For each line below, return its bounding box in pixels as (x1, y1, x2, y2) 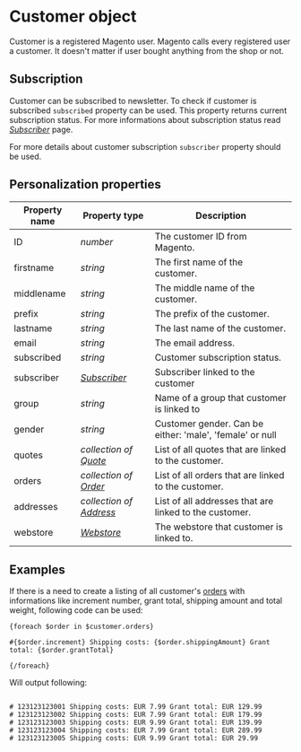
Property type (82, 209, 144, 222)
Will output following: (9, 678, 88, 688)
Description (195, 209, 247, 222)
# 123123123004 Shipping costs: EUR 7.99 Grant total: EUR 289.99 (9, 726, 262, 735)
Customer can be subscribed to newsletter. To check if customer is (9, 95, 257, 106)
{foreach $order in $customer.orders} (9, 622, 154, 632)
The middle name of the (154, 281, 255, 293)
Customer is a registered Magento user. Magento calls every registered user (9, 36, 291, 47)
